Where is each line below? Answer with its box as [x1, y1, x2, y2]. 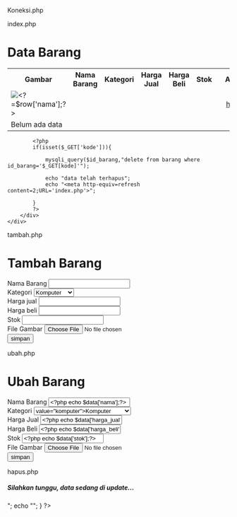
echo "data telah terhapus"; [44, 175, 131, 182]
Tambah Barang [7, 255, 102, 272]
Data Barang [7, 45, 81, 61]
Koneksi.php [7, 6, 44, 14]
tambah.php [7, 230, 43, 239]
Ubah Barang [7, 374, 85, 390]
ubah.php [7, 349, 35, 357]
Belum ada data [11, 120, 63, 129]
